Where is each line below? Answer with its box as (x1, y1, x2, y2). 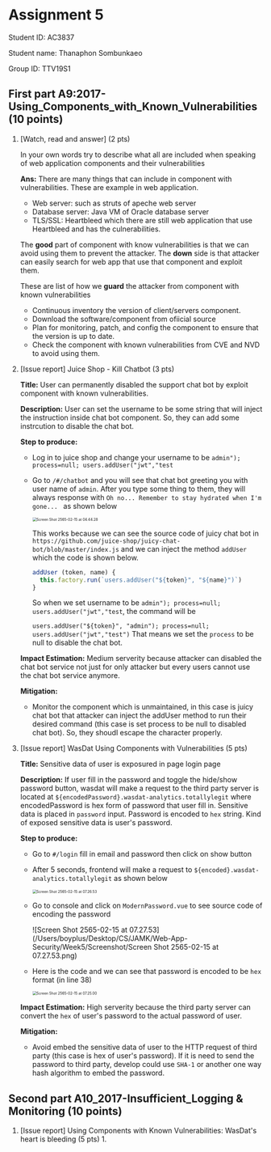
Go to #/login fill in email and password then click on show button (31, 849, 252, 859)
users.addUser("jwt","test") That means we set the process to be (31, 629, 254, 639)
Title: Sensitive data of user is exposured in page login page (19, 759, 221, 769)
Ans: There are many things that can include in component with (19, 174, 232, 184)
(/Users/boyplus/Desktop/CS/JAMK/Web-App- (31, 934, 188, 943)
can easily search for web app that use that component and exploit (19, 256, 243, 266)
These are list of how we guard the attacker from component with (19, 281, 240, 290)
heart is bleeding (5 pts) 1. (19, 1134, 107, 1144)
